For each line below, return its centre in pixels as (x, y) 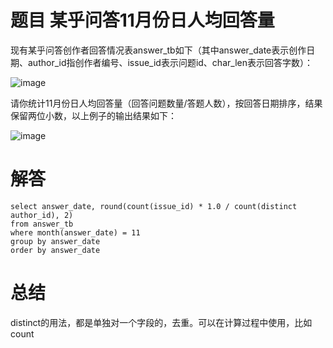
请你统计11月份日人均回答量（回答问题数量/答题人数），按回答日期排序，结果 (166, 103)
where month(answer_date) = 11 (75, 232)
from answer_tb (42, 224)
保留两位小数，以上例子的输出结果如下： (93, 115)
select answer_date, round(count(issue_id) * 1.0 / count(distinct (154, 206)
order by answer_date (55, 250)
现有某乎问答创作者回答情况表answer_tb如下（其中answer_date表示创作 (158, 50)
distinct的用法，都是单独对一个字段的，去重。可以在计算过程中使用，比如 (161, 322)
